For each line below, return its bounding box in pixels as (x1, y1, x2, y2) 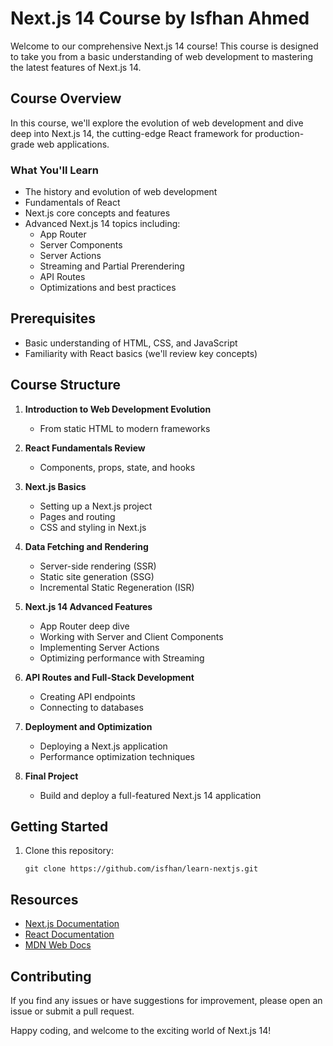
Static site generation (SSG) (39, 570, 155, 582)
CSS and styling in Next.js (39, 521, 147, 533)
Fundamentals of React (24, 197, 121, 209)
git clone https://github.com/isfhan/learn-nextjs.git (24, 864, 259, 874)
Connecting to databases (39, 701, 144, 713)
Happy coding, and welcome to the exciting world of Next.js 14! (10, 1025, 272, 1037)
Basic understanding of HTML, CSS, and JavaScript (24, 337, 238, 349)
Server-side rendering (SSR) (39, 560, 157, 572)
